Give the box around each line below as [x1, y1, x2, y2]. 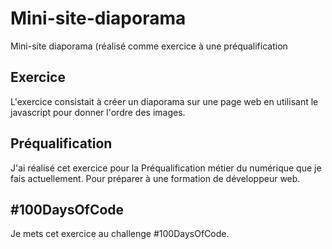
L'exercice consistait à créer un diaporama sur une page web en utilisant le [10, 95, 319, 107]
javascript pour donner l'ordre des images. [10, 106, 186, 118]
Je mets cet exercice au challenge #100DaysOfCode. [10, 228, 230, 240]
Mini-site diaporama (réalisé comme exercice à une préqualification [10, 40, 288, 52]
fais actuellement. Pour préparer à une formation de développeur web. [10, 172, 301, 184]
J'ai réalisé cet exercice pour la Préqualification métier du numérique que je [10, 162, 322, 174]
